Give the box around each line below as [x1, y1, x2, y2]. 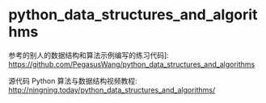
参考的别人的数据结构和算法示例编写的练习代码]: [8, 50, 170, 60]
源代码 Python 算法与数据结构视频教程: [8, 76, 137, 85]
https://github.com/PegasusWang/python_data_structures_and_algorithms [8, 59, 255, 69]
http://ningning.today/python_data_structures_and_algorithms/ [8, 84, 216, 94]
